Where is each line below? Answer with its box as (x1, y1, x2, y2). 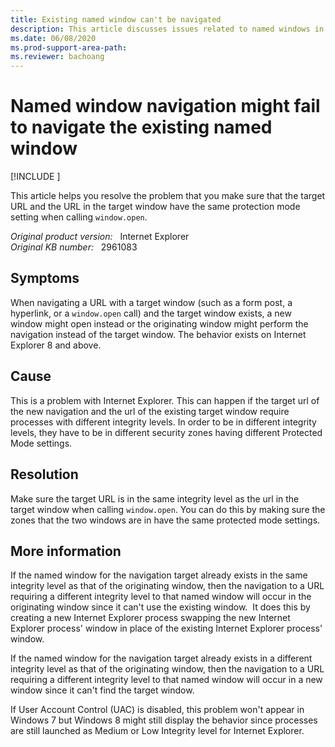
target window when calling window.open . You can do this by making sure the (10, 503, 326, 515)
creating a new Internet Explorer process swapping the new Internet (10, 612, 291, 624)
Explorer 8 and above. (10, 339, 102, 351)
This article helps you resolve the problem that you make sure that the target (10, 190, 326, 202)
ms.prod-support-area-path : (10, 42, 128, 53)
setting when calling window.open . (10, 211, 148, 223)
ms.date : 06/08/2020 (10, 33, 97, 43)
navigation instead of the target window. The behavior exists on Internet (10, 328, 307, 340)
